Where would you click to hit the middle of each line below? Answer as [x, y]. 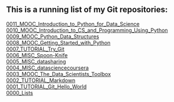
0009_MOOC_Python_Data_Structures [53, 36]
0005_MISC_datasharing [36, 61]
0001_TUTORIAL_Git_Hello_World [46, 86]
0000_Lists [20, 93]
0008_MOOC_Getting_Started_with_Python [58, 42]
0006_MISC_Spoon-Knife [37, 55]
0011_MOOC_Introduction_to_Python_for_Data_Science [73, 24]
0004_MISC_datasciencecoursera [47, 68]
